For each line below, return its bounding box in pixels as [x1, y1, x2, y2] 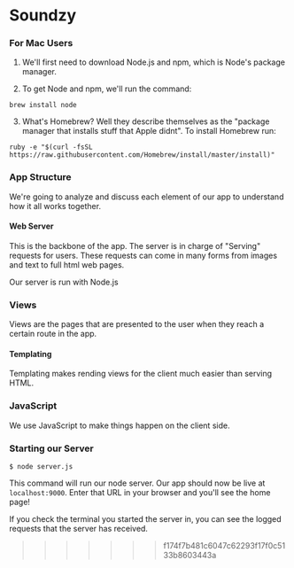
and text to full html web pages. [9, 259, 125, 270]
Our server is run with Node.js [9, 276, 119, 287]
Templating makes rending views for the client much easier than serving [9, 369, 273, 379]
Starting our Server [9, 442, 95, 455]
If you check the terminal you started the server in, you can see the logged [9, 514, 282, 525]
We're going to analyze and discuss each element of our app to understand [9, 191, 284, 202]
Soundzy [9, 5, 77, 26]
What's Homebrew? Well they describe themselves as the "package [21, 116, 270, 127]
